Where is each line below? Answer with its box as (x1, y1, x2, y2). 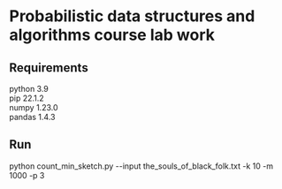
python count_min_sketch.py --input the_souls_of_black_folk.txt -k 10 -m (9, 161, 274, 171)
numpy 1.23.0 (9, 102, 59, 112)
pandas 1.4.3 (9, 112, 56, 122)
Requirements (9, 60, 88, 75)
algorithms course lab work (9, 25, 215, 45)
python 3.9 (9, 84, 49, 94)
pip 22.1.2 (9, 93, 44, 103)
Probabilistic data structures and (9, 6, 255, 26)
